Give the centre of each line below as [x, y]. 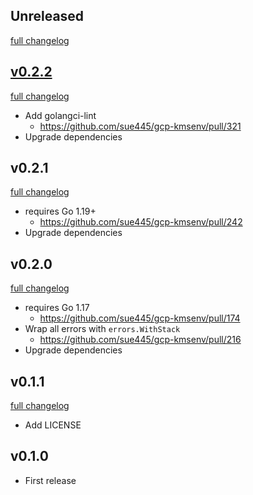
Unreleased [47, 16]
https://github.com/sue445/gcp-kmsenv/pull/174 [140, 318]
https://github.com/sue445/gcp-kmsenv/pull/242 [141, 222]
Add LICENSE [53, 425]
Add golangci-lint [60, 115]
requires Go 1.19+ [60, 211]
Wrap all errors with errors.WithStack [102, 329]
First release [50, 480]
